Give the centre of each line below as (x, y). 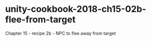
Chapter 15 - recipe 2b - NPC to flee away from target (60, 33)
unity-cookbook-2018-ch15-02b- (76, 9)
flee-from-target (40, 20)
